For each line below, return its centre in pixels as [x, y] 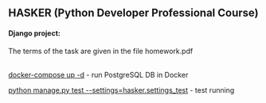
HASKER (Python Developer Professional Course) [133, 13]
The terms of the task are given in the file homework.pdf [101, 51]
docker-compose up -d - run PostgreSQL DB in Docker [98, 74]
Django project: [35, 33]
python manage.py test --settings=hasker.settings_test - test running [121, 90]
